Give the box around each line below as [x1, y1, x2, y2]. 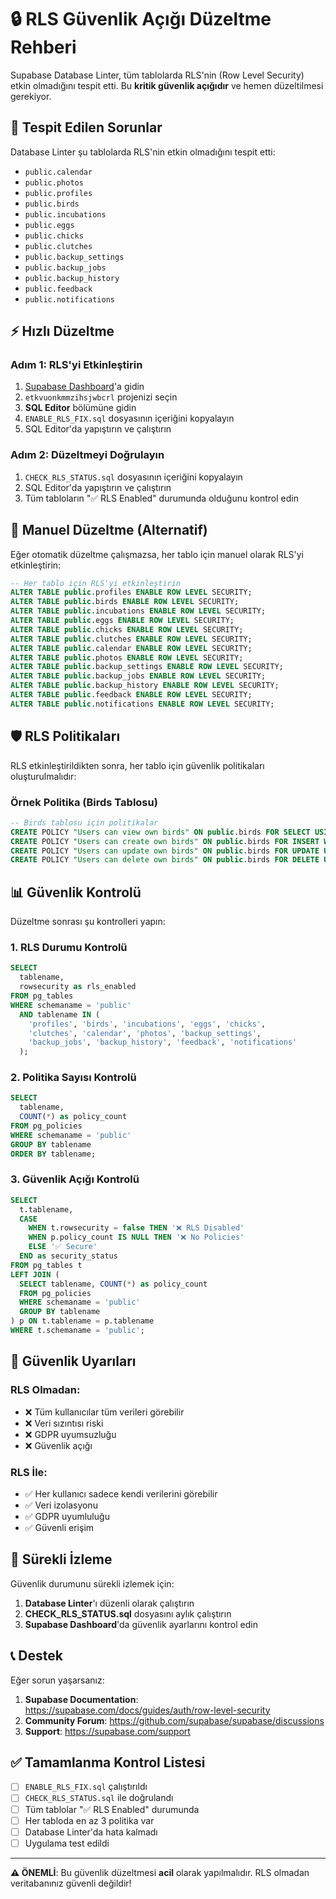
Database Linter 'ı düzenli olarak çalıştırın [24, 1597, 195, 1609]
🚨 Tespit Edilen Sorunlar [10, 119, 163, 136]
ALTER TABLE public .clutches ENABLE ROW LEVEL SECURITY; [10, 634, 253, 644]
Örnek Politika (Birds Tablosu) [10, 795, 158, 809]
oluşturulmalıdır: [10, 770, 77, 782]
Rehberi [10, 36, 77, 59]
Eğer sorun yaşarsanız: [10, 1674, 105, 1686]
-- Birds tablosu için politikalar [10, 817, 159, 828]
